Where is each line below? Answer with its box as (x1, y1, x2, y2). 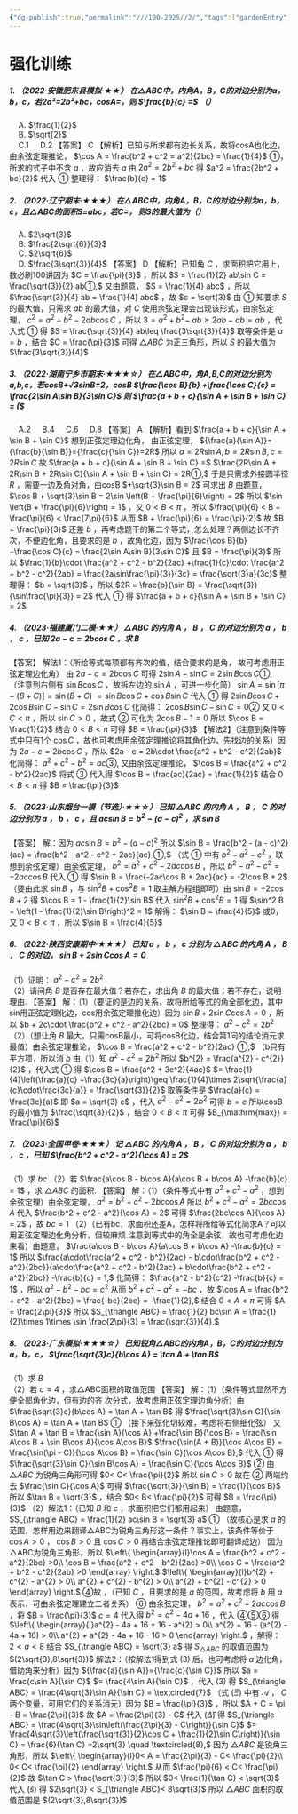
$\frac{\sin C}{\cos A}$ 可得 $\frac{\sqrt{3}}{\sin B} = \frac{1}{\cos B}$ (19, 1481, 281, 1492)
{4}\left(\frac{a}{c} (9, 1074, 78, 1085)
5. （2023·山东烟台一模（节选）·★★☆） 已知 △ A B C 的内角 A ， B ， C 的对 (9, 801, 286, 813)
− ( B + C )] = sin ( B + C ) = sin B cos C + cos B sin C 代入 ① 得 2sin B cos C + (9, 690, 280, 701)
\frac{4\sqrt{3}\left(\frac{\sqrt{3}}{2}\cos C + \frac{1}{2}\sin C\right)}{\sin (9, 1729, 281, 1739)
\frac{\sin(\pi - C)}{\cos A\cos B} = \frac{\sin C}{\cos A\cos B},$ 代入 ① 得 (9, 1447, 284, 1458)
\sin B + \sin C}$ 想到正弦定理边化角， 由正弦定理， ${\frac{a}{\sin (9, 435, 254, 446)
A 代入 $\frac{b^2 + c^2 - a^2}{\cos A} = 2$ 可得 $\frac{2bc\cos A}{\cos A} (9, 1207, 286, 1218)
